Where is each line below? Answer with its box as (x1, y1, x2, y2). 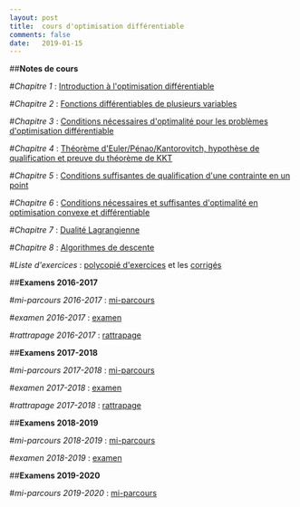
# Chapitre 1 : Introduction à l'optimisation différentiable (9, 81, 215, 91)
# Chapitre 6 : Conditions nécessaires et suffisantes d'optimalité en (9, 197, 258, 208)
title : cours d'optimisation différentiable (9, 22, 184, 31)
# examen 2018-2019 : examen (9, 453, 122, 464)
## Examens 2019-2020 (9, 470, 101, 481)
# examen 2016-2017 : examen (9, 312, 122, 323)
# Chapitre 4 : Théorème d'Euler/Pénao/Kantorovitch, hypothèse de (9, 143, 260, 154)
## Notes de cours (9, 63, 79, 74)
